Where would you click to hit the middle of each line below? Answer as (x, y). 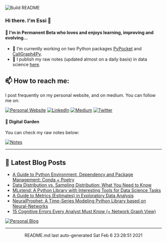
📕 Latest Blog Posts (36, 162)
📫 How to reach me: (37, 81)
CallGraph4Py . (27, 54)
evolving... (17, 38)
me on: (12, 100)
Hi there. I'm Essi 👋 (28, 20)
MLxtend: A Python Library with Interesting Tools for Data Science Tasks (87, 190)
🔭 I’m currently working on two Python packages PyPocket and (77, 49)
